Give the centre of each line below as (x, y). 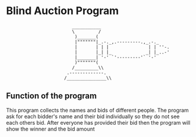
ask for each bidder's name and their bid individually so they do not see (93, 116)
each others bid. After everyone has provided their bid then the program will (98, 122)
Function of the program (52, 96)
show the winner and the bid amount (51, 129)
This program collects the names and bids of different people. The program (98, 110)
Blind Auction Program (62, 11)
